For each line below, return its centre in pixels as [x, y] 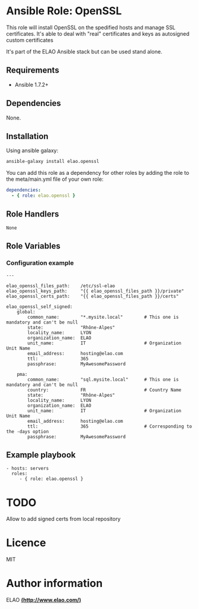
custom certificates [30, 40]
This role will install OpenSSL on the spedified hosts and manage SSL [91, 27]
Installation [27, 136]
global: [26, 312]
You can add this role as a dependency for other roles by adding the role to [98, 173]
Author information [54, 583]
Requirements [33, 70]
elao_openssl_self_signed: [39, 307]
